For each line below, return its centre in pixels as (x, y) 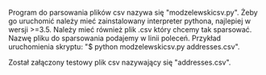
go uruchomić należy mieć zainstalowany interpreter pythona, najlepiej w (130, 21)
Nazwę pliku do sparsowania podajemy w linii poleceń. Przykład (115, 38)
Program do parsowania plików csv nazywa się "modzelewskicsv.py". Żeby (133, 12)
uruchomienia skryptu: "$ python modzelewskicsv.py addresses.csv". (124, 47)
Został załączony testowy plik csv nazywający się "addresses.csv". (120, 62)
